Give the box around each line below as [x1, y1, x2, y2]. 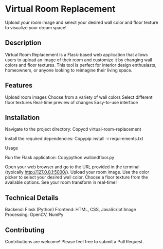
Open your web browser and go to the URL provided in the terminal [5, 164, 140, 170]
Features [5, 81, 33, 89]
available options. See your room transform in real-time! [5, 179, 117, 185]
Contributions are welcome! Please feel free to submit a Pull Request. [5, 239, 144, 244]
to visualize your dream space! [5, 24, 67, 30]
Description [5, 39, 41, 47]
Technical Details [5, 194, 59, 202]
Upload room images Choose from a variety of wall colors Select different [5, 94, 153, 100]
